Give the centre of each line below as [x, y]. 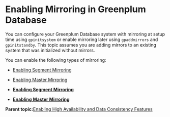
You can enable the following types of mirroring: [56, 60]
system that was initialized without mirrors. [50, 50]
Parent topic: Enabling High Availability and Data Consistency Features [79, 109]
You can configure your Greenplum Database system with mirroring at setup [85, 34]
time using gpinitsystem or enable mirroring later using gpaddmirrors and [82, 40]
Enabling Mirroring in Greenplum [76, 9]
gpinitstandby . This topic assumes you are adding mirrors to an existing [81, 45]
